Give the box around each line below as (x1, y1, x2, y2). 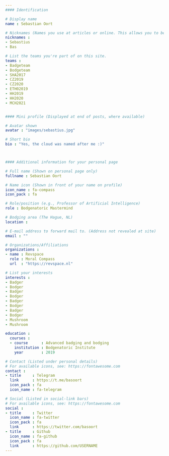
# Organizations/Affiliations (5, 242, 69, 247)
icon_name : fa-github (10, 434, 57, 439)
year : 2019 (14, 349, 55, 355)
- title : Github (5, 429, 51, 434)
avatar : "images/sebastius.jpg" (5, 128, 75, 133)
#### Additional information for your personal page (5, 160, 118, 165)
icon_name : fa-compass (5, 187, 55, 192)
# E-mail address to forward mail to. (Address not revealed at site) (5, 228, 156, 234)
